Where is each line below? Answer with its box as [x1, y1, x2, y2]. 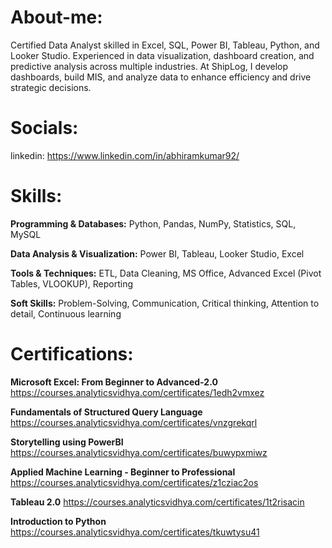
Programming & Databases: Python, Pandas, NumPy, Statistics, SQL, [10, 217, 297, 230]
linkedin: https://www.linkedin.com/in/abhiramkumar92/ [10, 149, 240, 161]
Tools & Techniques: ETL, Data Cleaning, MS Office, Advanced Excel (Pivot [10, 267, 322, 279]
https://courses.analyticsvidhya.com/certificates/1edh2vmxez [10, 386, 265, 398]
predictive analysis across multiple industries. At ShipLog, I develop [10, 60, 289, 72]
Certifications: [10, 343, 134, 365]
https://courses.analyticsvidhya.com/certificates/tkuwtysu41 [10, 526, 260, 538]
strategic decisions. [10, 81, 92, 93]
